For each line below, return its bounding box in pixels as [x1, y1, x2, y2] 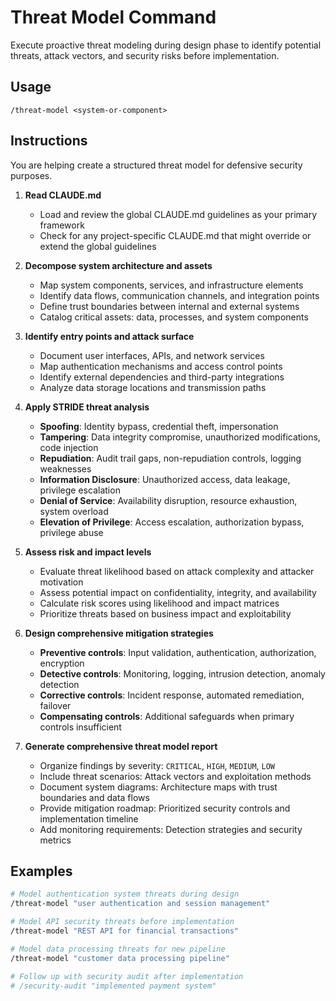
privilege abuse [39, 526, 104, 538]
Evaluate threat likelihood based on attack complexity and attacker [39, 565, 315, 577]
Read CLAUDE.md [24, 189, 102, 201]
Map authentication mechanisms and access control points [39, 360, 283, 372]
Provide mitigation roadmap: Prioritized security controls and [39, 802, 291, 814]
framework [39, 219, 85, 231]
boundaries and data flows [39, 791, 150, 803]
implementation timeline [39, 812, 139, 825]
